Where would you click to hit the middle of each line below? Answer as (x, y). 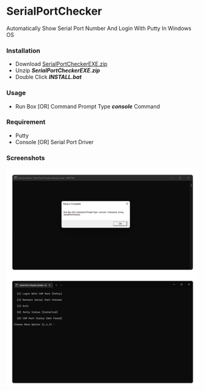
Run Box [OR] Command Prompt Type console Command (88, 106)
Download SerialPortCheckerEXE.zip (61, 64)
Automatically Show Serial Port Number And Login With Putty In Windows (99, 28)
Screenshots (26, 158)
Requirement (26, 122)
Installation (24, 50)
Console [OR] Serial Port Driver (54, 142)
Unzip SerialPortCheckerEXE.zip (57, 70)
